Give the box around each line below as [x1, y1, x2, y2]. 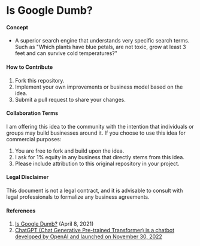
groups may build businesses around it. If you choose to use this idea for [6, 129, 186, 136]
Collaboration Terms [6, 110, 59, 117]
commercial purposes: [6, 135, 62, 142]
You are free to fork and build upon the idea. [14, 147, 125, 154]
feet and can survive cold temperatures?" [14, 50, 118, 57]
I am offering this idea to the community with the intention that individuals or [6, 123, 195, 130]
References [6, 207, 36, 214]
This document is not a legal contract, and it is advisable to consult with [6, 187, 183, 194]
